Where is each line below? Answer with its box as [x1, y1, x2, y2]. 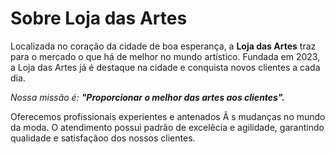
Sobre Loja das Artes [10, 7, 188, 30]
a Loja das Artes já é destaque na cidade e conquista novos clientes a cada [10, 61, 321, 73]
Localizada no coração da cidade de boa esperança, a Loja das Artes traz [10, 40, 317, 52]
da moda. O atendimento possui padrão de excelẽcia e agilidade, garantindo [10, 121, 325, 133]
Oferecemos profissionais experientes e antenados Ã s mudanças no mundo [10, 110, 326, 122]
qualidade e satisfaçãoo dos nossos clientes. [10, 132, 196, 144]
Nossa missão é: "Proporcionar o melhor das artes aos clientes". [10, 91, 285, 103]
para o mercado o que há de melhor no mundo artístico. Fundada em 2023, [10, 50, 321, 62]
